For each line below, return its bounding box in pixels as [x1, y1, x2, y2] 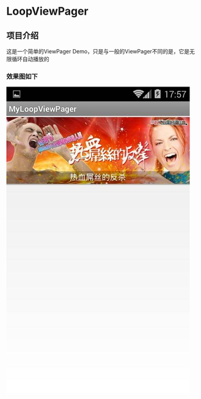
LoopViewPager [6, 4, 89, 18]
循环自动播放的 [11, 55, 49, 63]
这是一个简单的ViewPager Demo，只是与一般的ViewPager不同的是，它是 [6, 48, 190, 55]
